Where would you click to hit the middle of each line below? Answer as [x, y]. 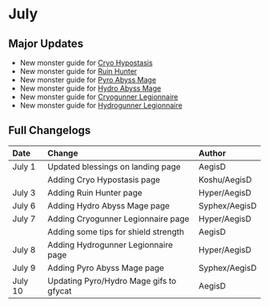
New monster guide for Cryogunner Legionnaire [99, 97]
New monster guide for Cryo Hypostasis [86, 63]
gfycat [60, 291]
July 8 [24, 249]
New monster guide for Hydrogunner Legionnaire [101, 105]
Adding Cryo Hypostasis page [104, 180]
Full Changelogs [50, 130]
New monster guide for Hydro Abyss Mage [90, 88]
